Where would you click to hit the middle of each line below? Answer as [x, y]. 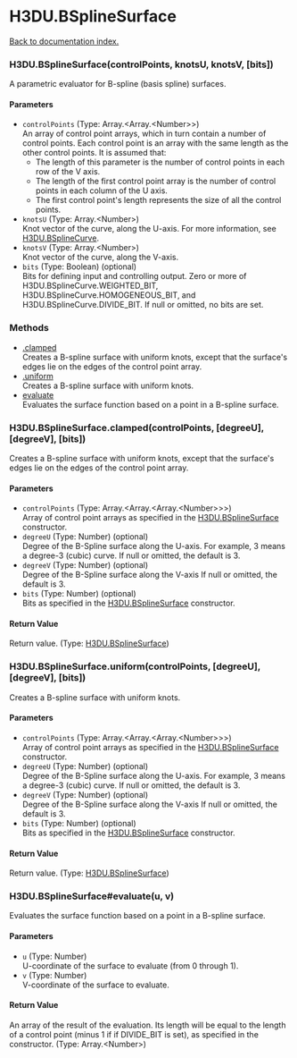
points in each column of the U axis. [101, 190]
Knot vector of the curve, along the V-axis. [100, 258]
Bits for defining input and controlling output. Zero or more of [134, 276]
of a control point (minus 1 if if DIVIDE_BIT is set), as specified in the [134, 1034]
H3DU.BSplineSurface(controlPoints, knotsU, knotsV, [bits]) [141, 64]
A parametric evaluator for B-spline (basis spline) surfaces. [118, 84]
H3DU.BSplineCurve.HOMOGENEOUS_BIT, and [109, 295]
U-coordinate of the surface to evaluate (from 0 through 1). [130, 965]
